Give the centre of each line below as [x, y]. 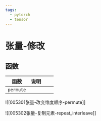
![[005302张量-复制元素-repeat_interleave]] [51, 113]
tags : [11, 10]
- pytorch [20, 15]
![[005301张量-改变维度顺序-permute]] [45, 102]
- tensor [19, 19]
